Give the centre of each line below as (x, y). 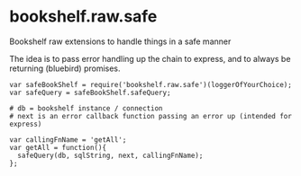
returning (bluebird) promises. (65, 68)
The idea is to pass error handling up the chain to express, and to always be (150, 58)
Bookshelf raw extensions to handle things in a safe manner (120, 41)
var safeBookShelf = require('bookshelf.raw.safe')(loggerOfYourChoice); (151, 84)
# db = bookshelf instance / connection (87, 108)
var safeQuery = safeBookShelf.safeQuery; (90, 92)
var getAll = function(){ (58, 147)
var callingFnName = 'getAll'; (68, 140)
